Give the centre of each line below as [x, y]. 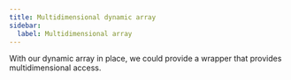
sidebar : [25, 25]
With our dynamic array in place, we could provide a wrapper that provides [145, 59]
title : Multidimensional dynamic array [83, 17]
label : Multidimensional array [75, 33]
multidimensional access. [55, 68]
